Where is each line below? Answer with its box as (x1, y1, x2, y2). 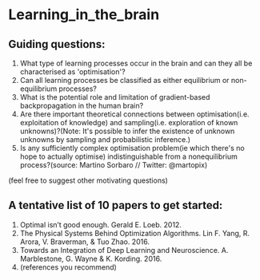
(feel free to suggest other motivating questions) (8, 175, 168, 185)
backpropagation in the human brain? (19, 101, 144, 110)
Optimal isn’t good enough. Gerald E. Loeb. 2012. (19, 219, 182, 229)
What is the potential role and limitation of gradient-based (19, 93, 210, 101)
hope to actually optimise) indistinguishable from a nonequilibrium (19, 152, 238, 161)
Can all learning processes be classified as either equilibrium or (19, 76, 230, 85)
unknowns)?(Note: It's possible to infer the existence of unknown (19, 126, 235, 136)
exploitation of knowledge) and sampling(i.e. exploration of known (19, 118, 238, 127)
